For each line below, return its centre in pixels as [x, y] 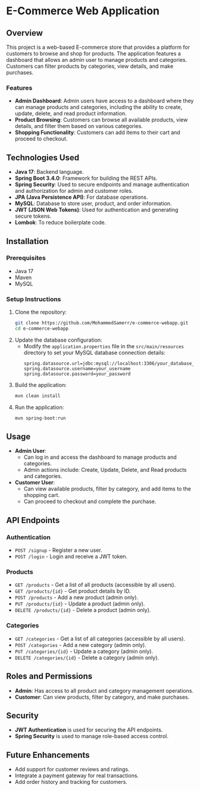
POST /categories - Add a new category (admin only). [81, 645]
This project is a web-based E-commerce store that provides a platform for [98, 47]
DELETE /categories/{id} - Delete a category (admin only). [87, 657]
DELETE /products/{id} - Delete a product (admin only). [83, 610]
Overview [25, 33]
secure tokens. [33, 216]
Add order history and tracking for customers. [71, 782]
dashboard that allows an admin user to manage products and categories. [97, 60]
